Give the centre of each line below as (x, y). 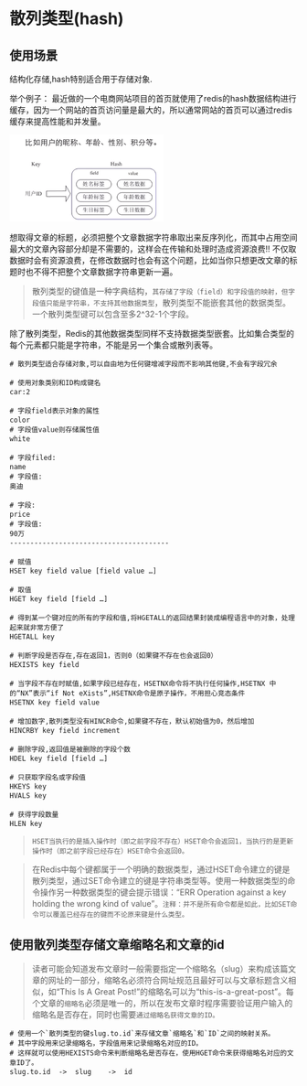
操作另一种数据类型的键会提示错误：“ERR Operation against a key (163, 892)
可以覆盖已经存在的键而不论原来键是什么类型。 (114, 915)
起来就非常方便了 (37, 628)
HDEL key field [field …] (58, 758)
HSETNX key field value (55, 703)
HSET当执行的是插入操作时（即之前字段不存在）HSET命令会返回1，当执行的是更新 (163, 842)
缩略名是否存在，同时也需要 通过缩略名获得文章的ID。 (125, 1014)
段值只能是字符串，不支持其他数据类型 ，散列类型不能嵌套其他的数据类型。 (161, 302)
